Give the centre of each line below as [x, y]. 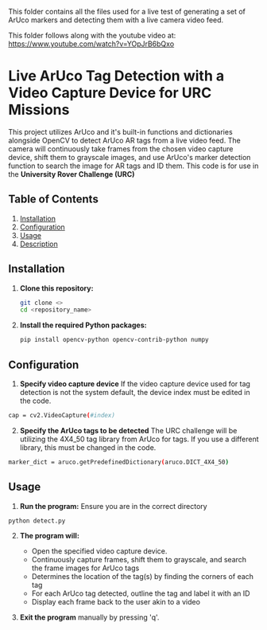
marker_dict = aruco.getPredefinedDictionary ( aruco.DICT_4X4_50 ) [118, 462]
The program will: [49, 536]
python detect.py [37, 521]
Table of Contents [54, 200]
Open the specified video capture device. [99, 551]
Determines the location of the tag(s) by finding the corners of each [143, 577]
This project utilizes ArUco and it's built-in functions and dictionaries [120, 131]
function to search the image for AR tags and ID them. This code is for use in [133, 166]
